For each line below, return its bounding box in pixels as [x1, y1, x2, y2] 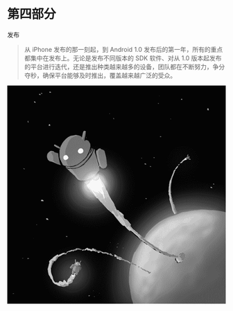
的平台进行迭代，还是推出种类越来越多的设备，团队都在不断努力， [24, 62, 213, 71]
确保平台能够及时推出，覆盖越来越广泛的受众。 [42, 71, 177, 80]
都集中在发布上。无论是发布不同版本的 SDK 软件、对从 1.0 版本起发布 [24, 53, 222, 62]
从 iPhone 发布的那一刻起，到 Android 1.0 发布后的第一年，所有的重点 [24, 45, 223, 53]
